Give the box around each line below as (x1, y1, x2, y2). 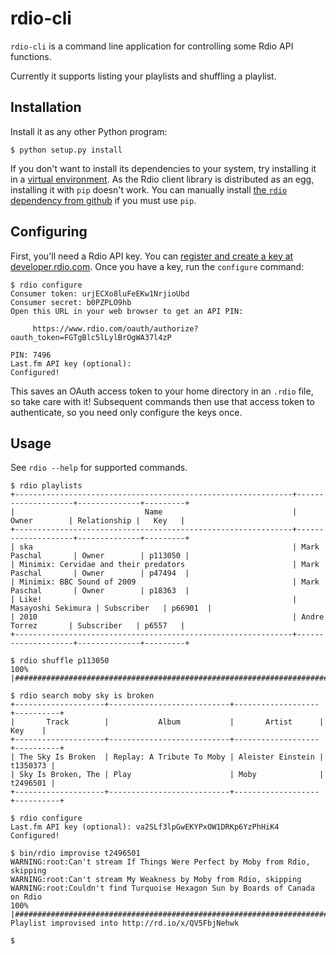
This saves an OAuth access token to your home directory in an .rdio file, (10, 385, 314, 397)
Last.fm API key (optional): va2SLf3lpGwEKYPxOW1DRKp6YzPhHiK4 (10, 822, 280, 832)
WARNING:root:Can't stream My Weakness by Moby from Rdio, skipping (10, 875, 302, 885)
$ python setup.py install (10, 145, 123, 155)
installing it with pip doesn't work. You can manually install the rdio (10, 183, 288, 196)
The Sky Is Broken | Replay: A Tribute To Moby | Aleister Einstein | (19, 752, 325, 762)
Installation (10, 99, 82, 116)
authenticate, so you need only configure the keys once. (10, 406, 243, 418)
